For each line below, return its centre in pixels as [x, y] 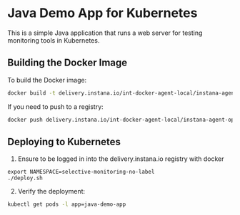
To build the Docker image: [47, 80]
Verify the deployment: [51, 192]
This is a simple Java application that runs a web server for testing [105, 33]
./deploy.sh [25, 178]
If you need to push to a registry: [55, 106]
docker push [25, 120]
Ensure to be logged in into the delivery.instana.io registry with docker [121, 159]
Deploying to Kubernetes [64, 141]
